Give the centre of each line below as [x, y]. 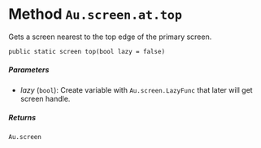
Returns [22, 117]
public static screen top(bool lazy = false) [87, 51]
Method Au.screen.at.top [96, 14]
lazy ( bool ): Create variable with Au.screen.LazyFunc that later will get [137, 89]
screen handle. [45, 98]
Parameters [29, 69]
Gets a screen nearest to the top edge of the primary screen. [110, 37]
